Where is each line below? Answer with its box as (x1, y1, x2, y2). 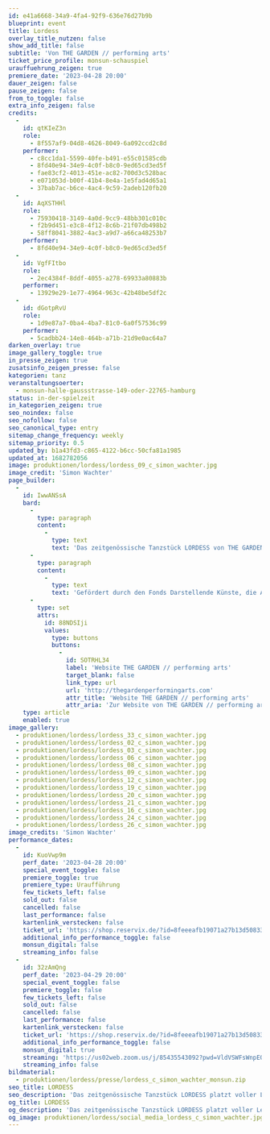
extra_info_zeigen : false (8, 102, 95, 110)
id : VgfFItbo (22, 259, 67, 267)
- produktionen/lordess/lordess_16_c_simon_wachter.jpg (15, 806, 207, 814)
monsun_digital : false (22, 941, 99, 949)
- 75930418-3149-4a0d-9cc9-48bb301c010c (29, 214, 167, 222)
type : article (22, 708, 70, 717)
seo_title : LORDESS (8, 1083, 74, 1091)
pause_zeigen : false (8, 86, 78, 95)
